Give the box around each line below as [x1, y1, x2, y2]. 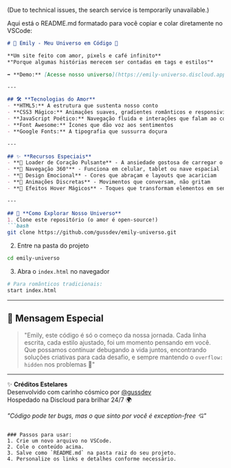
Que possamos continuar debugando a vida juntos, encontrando [23, 345, 207, 354]
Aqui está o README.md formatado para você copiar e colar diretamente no [7, 19, 223, 27]
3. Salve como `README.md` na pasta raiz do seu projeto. [7, 449, 177, 456]
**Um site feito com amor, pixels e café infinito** [7, 52, 162, 59]
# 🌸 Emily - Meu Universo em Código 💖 [7, 40, 118, 47]
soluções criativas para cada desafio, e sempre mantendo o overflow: [23, 353, 223, 361]
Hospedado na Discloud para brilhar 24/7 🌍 [7, 396, 132, 404]
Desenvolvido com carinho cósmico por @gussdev [7, 387, 152, 396]
